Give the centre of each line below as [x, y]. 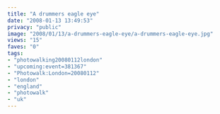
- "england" [25, 86]
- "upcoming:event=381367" [47, 67]
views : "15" [25, 40]
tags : [15, 54]
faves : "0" [23, 47]
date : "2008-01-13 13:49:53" [50, 21]
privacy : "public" [34, 27]
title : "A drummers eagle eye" [53, 14]
